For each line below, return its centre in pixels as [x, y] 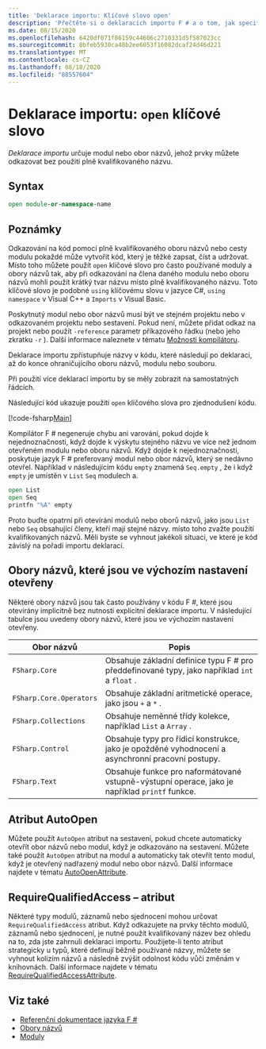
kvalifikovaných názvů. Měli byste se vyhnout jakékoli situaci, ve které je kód [133, 537]
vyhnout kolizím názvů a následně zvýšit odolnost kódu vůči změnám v [124, 958]
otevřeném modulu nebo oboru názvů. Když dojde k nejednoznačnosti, [124, 450]
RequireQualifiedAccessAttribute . [63, 976]
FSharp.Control [41, 748]
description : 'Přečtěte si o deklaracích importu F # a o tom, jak [122, 23]
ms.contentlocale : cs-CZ [49, 60]
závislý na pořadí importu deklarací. [66, 546]
